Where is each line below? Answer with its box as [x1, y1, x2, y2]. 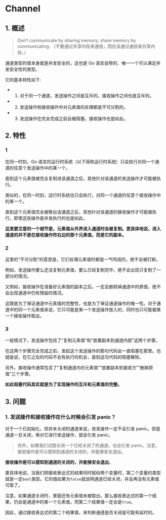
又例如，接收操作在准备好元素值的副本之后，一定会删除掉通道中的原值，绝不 [5, 283, 161, 289]
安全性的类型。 [9, 66, 40, 72]
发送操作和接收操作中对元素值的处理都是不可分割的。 [19, 104, 128, 110]
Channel [5, 3, 41, 14]
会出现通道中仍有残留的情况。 [5, 290, 66, 296]
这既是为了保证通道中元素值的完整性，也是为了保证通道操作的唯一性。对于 [5, 300, 157, 306]
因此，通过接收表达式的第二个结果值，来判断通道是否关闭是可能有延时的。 [5, 509, 157, 515]
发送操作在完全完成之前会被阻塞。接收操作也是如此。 [19, 116, 128, 122]
